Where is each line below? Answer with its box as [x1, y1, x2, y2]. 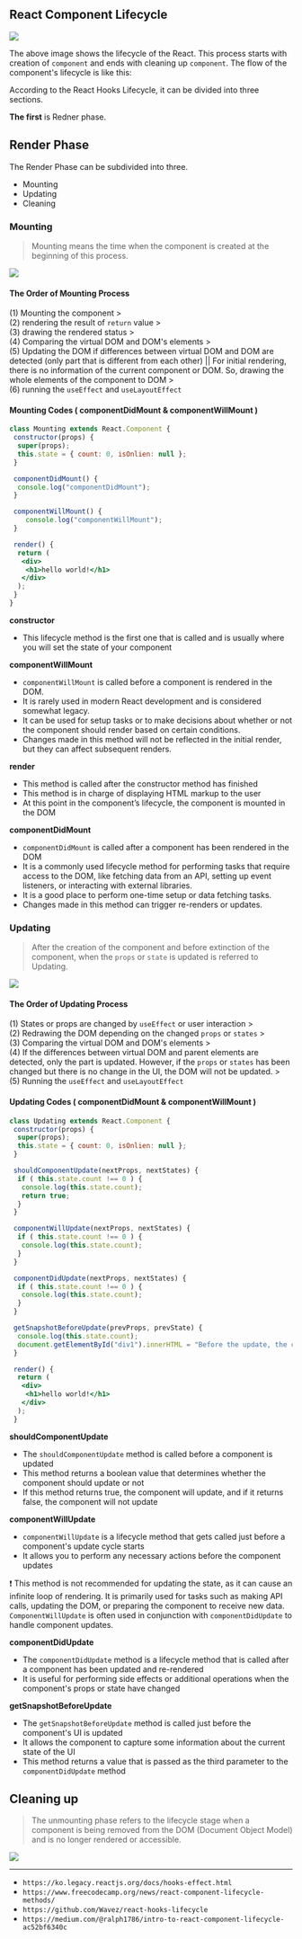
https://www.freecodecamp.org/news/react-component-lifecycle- [22, 1888, 265, 1898]
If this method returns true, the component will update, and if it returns [22, 1487, 284, 1498]
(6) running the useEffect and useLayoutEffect [9, 384, 182, 395]
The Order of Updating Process [9, 998, 129, 1010]
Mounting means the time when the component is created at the [31, 240, 270, 251]
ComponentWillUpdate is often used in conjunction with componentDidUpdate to [9, 1609, 292, 1621]
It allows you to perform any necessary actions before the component [22, 1550, 281, 1561]
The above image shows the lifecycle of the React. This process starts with [9, 48, 288, 58]
